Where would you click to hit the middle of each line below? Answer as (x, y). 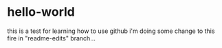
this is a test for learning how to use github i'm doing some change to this (111, 31)
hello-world (41, 12)
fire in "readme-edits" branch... (52, 38)
